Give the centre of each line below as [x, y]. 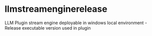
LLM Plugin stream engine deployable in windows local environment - [76, 23]
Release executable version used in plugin [48, 28]
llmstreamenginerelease [56, 9]
